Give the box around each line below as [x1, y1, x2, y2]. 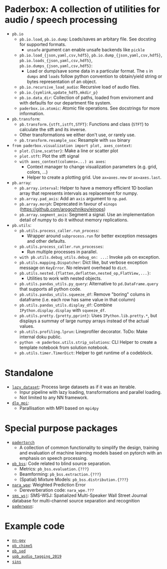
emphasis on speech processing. [19, 455, 88, 461]
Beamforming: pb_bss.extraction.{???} [19, 471, 101, 477]
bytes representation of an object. [26, 79, 97, 85]
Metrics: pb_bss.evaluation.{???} [19, 465, 89, 471]
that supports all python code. [19, 286, 81, 292]
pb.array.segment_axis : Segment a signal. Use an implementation [19, 211, 155, 217]
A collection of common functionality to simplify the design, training [19, 444, 159, 450]
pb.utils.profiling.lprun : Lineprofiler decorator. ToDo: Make [19, 328, 148, 334]
